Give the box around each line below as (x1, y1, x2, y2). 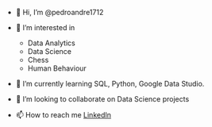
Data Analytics (27, 38, 75, 48)
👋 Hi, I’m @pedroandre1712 (15, 8, 104, 17)
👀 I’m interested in (15, 23, 75, 32)
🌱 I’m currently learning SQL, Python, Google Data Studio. (15, 79, 205, 88)
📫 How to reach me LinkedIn (15, 110, 112, 119)
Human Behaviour (27, 63, 87, 73)
